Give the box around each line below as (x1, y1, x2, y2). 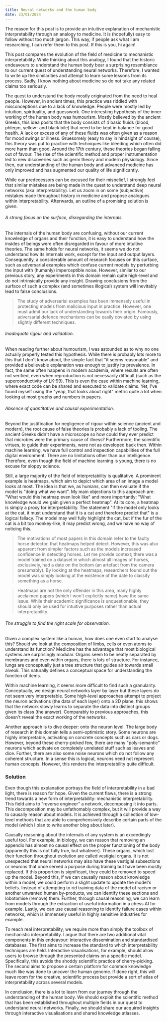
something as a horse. (17, 578, 63, 584)
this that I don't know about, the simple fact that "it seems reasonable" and (5, 356, 159, 362)
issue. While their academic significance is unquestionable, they (17, 598, 149, 604)
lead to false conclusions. (5, 288, 58, 294)
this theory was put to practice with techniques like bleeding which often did (5, 140, 162, 146)
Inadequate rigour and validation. (5, 330, 74, 337)
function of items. (5, 673, 41, 679)
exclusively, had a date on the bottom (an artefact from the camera (17, 562, 155, 568)
